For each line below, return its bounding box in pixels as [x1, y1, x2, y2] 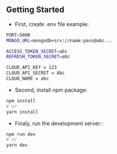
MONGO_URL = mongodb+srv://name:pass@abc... [6, 37, 113, 43]
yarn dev [6, 142, 28, 148]
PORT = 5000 [6, 32, 31, 38]
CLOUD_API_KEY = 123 [6, 65, 58, 71]
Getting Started [6, 5, 65, 15]
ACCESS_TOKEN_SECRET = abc [6, 48, 68, 54]
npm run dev [6, 131, 36, 137]
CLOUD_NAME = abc [6, 76, 49, 82]
